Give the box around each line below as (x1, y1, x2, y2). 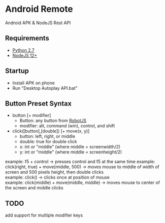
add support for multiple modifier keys (5, 212, 83, 218)
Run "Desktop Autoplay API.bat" (12, 85, 78, 91)
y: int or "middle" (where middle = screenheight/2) (19, 149, 122, 155)
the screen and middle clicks (5, 185, 64, 191)
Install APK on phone (12, 80, 55, 86)
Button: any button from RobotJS (19, 117, 87, 124)
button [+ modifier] (12, 112, 51, 118)
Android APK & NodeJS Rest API (5, 20, 71, 26)
